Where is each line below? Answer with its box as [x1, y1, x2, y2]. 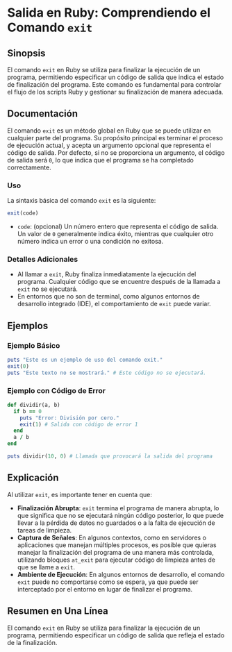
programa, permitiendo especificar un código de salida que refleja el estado [7, 630, 224, 640]
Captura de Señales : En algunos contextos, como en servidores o [17, 533, 207, 542]
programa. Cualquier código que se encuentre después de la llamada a [17, 278, 221, 286]
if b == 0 [13, 408, 42, 415]
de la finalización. [7, 638, 58, 646]
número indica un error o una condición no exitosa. [17, 237, 164, 245]
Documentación [7, 108, 78, 119]
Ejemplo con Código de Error [7, 385, 106, 395]
